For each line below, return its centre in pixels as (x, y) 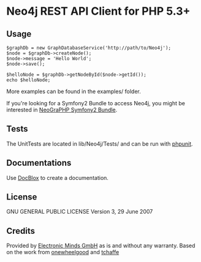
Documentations (39, 163)
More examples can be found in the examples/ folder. (74, 91)
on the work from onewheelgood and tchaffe (63, 252)
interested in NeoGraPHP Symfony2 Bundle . (62, 110)
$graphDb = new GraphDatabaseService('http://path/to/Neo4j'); (89, 48)
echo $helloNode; (28, 80)
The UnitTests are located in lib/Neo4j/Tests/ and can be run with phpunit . (100, 144)
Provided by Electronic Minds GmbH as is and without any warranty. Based (101, 245)
